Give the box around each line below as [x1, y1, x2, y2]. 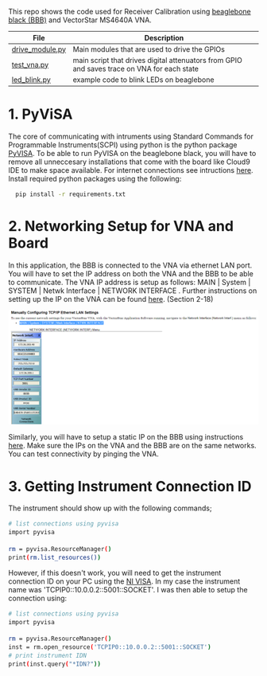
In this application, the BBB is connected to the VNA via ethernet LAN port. [8, 260, 253, 270]
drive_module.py [11, 44, 66, 54]
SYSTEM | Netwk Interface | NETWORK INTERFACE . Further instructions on [8, 286, 257, 295]
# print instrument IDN [8, 652, 87, 660]
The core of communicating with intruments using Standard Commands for [8, 131, 254, 141]
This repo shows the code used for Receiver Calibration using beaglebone [8, 7, 252, 16]
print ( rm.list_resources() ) [8, 553, 102, 561]
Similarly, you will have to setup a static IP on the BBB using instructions [8, 432, 244, 442]
